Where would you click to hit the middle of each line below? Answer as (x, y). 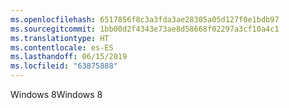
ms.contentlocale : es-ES (62, 47)
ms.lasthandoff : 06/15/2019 (69, 57)
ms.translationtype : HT (60, 38)
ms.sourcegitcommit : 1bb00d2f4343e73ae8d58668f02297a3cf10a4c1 (145, 29)
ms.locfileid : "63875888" (64, 66)
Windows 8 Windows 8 (56, 94)
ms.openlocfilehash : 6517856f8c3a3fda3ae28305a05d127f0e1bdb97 (145, 19)
